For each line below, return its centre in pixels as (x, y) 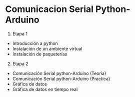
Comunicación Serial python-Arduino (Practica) (61, 78)
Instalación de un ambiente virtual (47, 48)
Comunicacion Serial (49, 9)
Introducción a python (35, 43)
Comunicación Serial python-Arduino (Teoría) (59, 73)
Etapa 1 (20, 33)
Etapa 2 (20, 63)
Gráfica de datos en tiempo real (45, 89)
